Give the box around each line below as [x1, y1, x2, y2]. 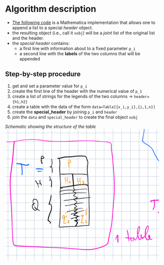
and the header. [12, 35, 44, 41]
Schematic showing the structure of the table [5, 123, 96, 129]
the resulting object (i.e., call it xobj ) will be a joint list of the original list [12, 30, 155, 36]
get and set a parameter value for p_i [12, 83, 87, 89]
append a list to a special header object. [12, 24, 93, 30]
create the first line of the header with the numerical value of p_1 [12, 88, 143, 94]
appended [19, 56, 41, 61]
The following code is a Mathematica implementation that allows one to [12, 20, 156, 25]
